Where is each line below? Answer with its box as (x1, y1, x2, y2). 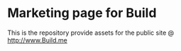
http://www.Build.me (7, 35, 67, 44)
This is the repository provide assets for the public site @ (7, 28, 175, 37)
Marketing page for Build (7, 5, 157, 21)
